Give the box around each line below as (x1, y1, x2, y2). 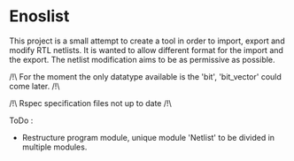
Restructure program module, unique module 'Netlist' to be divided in (21, 132, 275, 142)
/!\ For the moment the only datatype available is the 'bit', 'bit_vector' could (9, 71, 282, 81)
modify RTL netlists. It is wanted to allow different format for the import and (9, 44, 283, 55)
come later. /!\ (9, 80, 60, 91)
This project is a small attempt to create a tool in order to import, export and (9, 35, 285, 46)
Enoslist (9, 6, 70, 27)
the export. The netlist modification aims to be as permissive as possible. (9, 54, 276, 65)
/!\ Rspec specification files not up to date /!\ (9, 97, 173, 108)
